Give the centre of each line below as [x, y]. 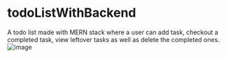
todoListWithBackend [72, 13]
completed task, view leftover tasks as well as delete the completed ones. [114, 39]
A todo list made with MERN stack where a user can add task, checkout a [113, 32]
